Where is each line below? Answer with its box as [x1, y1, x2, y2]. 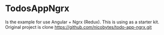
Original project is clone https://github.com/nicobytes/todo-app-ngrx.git [5, 24, 152, 30]
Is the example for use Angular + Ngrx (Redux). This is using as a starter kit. [5, 19, 160, 25]
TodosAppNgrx [5, 3, 70, 14]
